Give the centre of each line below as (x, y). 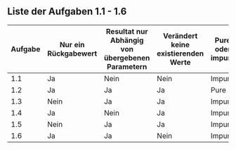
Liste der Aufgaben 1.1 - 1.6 (67, 12)
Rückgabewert (72, 54)
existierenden (181, 54)
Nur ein (72, 44)
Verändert (180, 36)
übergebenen (127, 58)
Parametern (127, 66)
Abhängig (127, 40)
